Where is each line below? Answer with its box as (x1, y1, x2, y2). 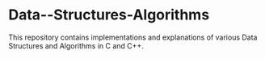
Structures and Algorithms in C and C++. (8, 40, 144, 50)
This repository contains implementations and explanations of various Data (8, 32, 258, 42)
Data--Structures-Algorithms (8, 6, 210, 24)
